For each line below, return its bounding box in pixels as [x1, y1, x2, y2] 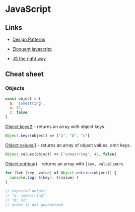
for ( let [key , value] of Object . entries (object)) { [5, 170, 117, 175]
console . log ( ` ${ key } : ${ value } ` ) [9, 175, 79, 180]
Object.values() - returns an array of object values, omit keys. [5, 142, 131, 148]
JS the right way [12, 56, 46, 62]
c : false [9, 110, 28, 115]
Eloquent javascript [12, 46, 52, 52]
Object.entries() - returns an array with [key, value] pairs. [5, 160, 125, 167]
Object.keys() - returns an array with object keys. [5, 124, 106, 130]
